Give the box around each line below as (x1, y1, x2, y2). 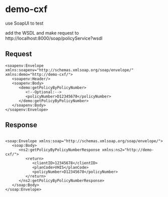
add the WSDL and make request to (5, 30, 79, 36)
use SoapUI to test (5, 20, 44, 26)
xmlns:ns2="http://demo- (102, 147, 154, 152)
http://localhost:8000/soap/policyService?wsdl (5, 35, 103, 41)
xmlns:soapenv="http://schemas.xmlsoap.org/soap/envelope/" (5, 67, 134, 72)
